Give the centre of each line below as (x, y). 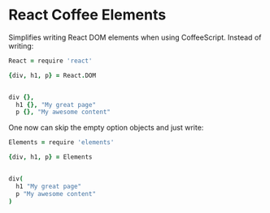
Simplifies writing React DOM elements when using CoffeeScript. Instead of (135, 37)
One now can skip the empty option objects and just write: (106, 128)
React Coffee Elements (87, 15)
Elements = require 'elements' (61, 143)
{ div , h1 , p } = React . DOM (52, 75)
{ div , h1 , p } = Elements (50, 157)
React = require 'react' (50, 61)
